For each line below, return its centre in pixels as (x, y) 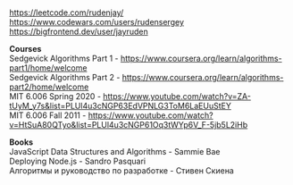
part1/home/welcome (48, 68)
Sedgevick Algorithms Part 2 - (65, 77)
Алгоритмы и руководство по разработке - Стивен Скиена (121, 171)
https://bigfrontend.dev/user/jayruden (79, 31)
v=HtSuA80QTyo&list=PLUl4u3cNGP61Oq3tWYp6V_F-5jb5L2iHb (129, 125)
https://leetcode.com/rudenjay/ (67, 13)
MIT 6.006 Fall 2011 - (48, 115)
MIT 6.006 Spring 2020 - (55, 96)
